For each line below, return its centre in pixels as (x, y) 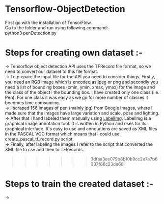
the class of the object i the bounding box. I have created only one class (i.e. (82, 92)
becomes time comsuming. (33, 102)
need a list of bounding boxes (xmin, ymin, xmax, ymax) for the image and (80, 87)
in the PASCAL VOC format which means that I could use (62, 134)
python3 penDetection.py (31, 33)
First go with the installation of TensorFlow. (49, 23)
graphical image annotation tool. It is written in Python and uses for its (76, 123)
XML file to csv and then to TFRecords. (45, 149)
